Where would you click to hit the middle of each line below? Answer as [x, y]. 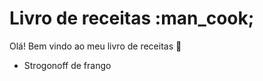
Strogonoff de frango [67, 65]
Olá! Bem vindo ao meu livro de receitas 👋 [95, 46]
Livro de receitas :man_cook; [132, 18]
